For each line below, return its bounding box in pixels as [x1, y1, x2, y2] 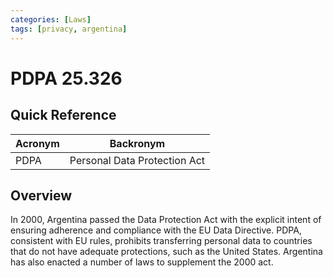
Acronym [15, 136, 60, 150]
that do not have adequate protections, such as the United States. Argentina [10, 246, 323, 258]
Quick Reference [10, 107, 117, 124]
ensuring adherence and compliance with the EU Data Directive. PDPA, [10, 224, 302, 236]
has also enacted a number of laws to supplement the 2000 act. [10, 256, 274, 268]
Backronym [109, 136, 166, 150]
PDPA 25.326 [10, 67, 123, 90]
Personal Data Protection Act [69, 153, 206, 167]
